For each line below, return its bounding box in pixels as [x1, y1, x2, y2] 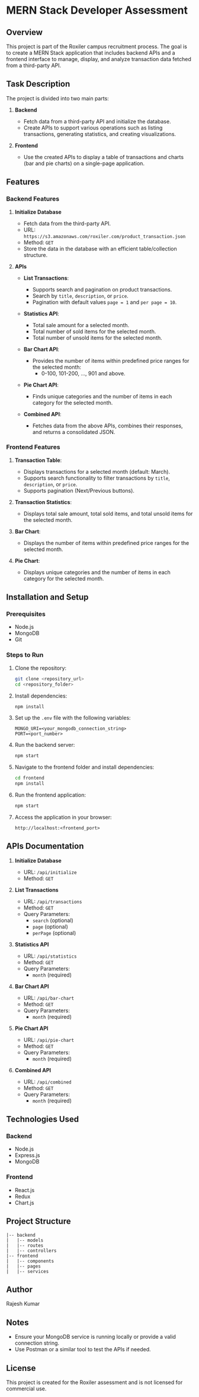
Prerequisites [6, 610, 46, 618]
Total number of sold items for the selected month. [32, 328, 156, 335]
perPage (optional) [32, 929, 76, 936]
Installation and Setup [6, 592, 89, 603]
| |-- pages [6, 1263, 41, 1269]
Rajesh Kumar [6, 1300, 40, 1307]
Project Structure [6, 1217, 71, 1227]
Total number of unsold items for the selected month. [32, 334, 163, 341]
